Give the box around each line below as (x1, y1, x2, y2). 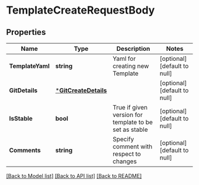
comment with (112, 142, 153, 151)
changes (112, 157, 137, 165)
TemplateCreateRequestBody (6, 4, 155, 17)
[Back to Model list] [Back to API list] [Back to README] (6, 173, 142, 179)
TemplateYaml (9, 62, 50, 70)
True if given (112, 103, 148, 111)
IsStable (9, 115, 33, 122)
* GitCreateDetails (55, 86, 107, 95)
